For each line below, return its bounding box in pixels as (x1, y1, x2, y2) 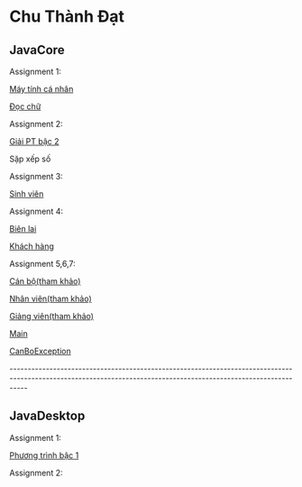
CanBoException (9, 345, 72, 356)
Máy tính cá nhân (9, 84, 74, 94)
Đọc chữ (9, 101, 41, 112)
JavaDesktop (9, 409, 86, 424)
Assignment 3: (9, 171, 63, 181)
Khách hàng (9, 241, 54, 252)
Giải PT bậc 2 (9, 136, 59, 146)
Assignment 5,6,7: (9, 259, 77, 269)
